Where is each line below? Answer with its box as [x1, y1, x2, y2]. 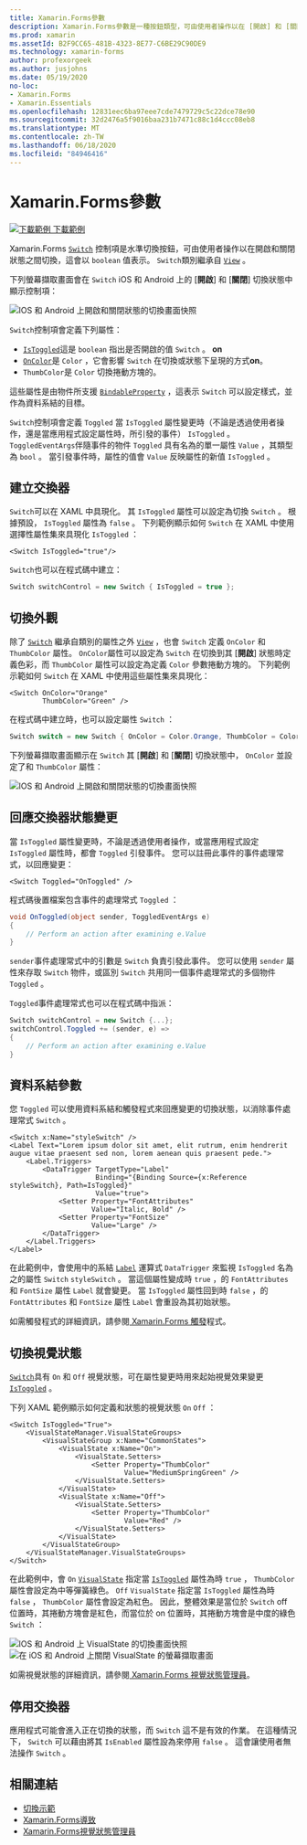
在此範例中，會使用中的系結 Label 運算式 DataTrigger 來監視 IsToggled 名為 [9, 1262, 294, 1273]
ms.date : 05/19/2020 [9, 73, 89, 82]
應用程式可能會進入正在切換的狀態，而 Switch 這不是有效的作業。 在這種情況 [9, 1724, 297, 1736]
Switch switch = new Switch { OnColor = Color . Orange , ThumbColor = [9, 732, 276, 741]
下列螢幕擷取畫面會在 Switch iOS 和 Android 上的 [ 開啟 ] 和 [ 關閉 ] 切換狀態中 [9, 273, 293, 284]
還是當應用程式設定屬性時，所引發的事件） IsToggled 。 [25, 428, 236, 439]
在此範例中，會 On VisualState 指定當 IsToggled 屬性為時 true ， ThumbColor [9, 1574, 295, 1585]
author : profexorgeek [9, 56, 92, 65]
